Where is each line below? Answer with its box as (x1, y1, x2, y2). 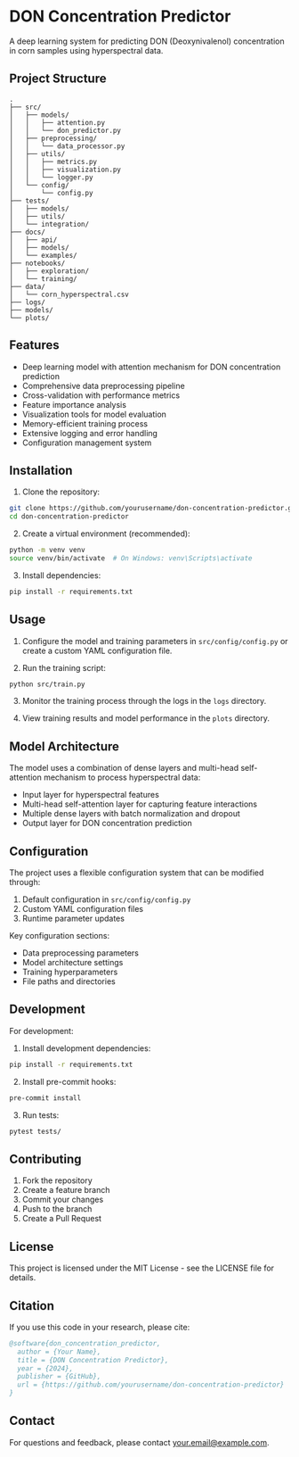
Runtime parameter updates (21, 913, 125, 924)
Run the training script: (21, 662, 107, 673)
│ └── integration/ (9, 219, 90, 228)
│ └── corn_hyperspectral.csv (9, 290, 129, 299)
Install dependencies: (21, 569, 101, 581)
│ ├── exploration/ (9, 266, 90, 276)
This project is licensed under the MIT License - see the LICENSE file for (9, 1262, 274, 1273)
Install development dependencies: (21, 1042, 151, 1054)
